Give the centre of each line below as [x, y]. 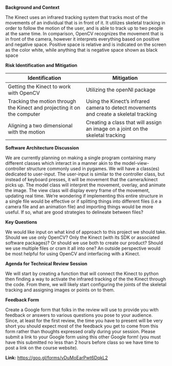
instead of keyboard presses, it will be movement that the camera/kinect [81, 179]
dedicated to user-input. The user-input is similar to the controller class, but [85, 174]
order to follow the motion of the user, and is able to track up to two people [84, 28]
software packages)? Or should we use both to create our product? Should [84, 243]
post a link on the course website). [42, 348]
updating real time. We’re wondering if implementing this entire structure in [84, 196]
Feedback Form [22, 300]
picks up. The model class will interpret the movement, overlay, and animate [85, 185]
